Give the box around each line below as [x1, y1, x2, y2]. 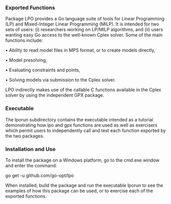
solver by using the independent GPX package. [5, 92, 105, 98]
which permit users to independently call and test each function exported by [5, 127, 166, 134]
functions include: [5, 37, 43, 43]
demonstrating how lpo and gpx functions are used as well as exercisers [5, 122, 158, 128]
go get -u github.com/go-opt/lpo [5, 172, 74, 178]
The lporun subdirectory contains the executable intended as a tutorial [5, 116, 153, 122]
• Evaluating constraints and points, [5, 67, 81, 73]
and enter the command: [5, 162, 57, 168]
